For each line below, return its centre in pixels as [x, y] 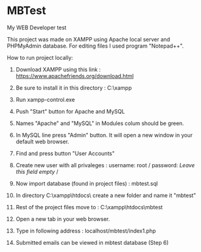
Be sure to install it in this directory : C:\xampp [74, 88]
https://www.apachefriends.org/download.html [75, 76]
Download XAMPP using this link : [58, 69]
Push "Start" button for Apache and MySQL [70, 111]
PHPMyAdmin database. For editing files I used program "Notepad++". [95, 46]
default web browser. [42, 142]
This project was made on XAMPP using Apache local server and [89, 39]
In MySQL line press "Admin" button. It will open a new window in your [104, 135]
